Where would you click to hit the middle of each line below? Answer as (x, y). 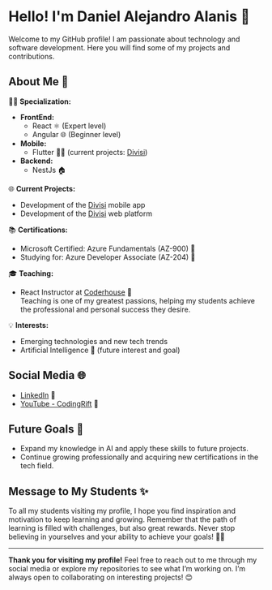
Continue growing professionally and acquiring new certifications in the (139, 457)
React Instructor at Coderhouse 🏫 (76, 292)
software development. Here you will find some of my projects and (119, 47)
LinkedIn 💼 (38, 395)
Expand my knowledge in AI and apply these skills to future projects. (134, 449)
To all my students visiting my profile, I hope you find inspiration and (122, 511)
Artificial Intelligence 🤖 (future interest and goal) (100, 350)
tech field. (37, 466)
